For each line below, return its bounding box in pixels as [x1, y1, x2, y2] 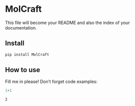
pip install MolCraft [5, 52, 50, 57]
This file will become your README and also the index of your [5, 20, 130, 26]
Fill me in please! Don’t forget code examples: [5, 79, 98, 84]
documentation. [5, 25, 37, 30]
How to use [5, 66, 40, 74]
